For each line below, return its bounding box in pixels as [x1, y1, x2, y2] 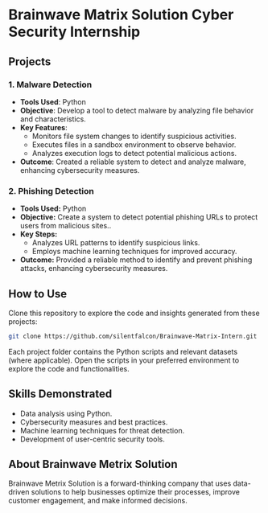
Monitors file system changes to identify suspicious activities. [31, 131, 237, 141]
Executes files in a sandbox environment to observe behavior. [31, 139, 237, 150]
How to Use [8, 287, 68, 301]
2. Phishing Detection [8, 185, 94, 196]
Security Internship [8, 23, 141, 41]
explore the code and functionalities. [8, 363, 130, 373]
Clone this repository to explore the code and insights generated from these [8, 308, 260, 318]
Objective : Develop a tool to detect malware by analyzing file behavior [19, 105, 254, 115]
